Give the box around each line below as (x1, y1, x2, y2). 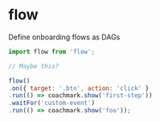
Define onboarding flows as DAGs (8, 32, 121, 42)
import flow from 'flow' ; (8, 47, 95, 55)
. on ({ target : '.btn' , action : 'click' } (8, 84, 150, 92)
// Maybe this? (8, 62, 59, 70)
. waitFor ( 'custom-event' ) (8, 99, 95, 108)
